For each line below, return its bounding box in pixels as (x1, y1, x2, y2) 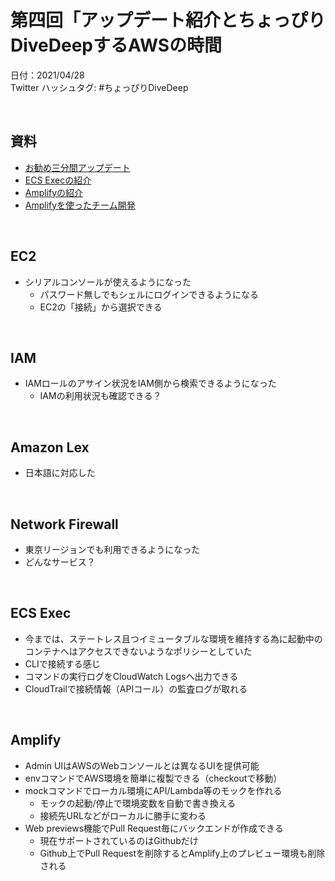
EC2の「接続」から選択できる (39, 301, 163, 313)
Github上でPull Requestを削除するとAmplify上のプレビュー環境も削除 (39, 847, 326, 859)
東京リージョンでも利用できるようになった (24, 544, 201, 555)
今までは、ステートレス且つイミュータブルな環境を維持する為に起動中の (24, 632, 323, 645)
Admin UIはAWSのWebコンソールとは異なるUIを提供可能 (24, 759, 260, 771)
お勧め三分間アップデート (24, 161, 131, 173)
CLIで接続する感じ (24, 657, 101, 670)
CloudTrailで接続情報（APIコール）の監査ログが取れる (24, 682, 248, 695)
